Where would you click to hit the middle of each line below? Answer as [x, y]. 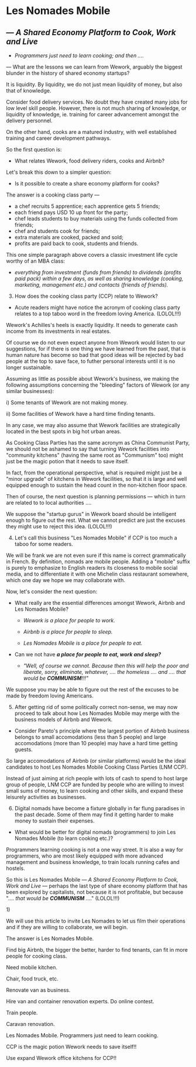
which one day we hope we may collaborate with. [66, 580]
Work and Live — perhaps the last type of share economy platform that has [97, 886]
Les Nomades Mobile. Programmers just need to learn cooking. [82, 1035]
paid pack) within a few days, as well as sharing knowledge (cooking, [99, 278]
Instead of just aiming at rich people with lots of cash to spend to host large [97, 778]
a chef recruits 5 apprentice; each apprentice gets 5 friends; [87, 206]
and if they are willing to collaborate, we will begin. [67, 927]
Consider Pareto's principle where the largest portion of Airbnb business [102, 731]
